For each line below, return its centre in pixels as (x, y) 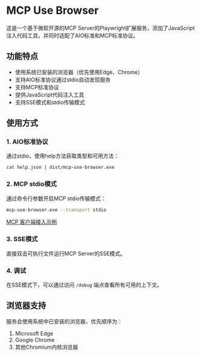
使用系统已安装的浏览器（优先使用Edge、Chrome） (79, 72)
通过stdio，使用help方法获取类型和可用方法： (63, 156)
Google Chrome (35, 340)
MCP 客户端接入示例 (32, 222)
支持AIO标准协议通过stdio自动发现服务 (63, 80)
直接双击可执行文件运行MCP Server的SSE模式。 (66, 253)
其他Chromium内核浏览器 (46, 347)
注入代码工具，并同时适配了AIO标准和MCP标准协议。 (72, 35)
